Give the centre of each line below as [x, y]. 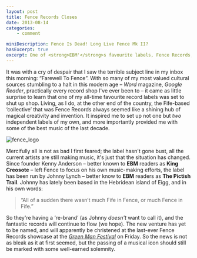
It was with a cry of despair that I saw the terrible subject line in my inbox [95, 72]
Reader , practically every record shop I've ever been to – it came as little [94, 90]
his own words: [24, 188]
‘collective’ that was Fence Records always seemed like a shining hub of [94, 109]
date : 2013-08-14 [27, 22]
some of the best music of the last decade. [58, 128]
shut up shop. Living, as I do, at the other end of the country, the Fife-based [98, 103]
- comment [29, 34]
